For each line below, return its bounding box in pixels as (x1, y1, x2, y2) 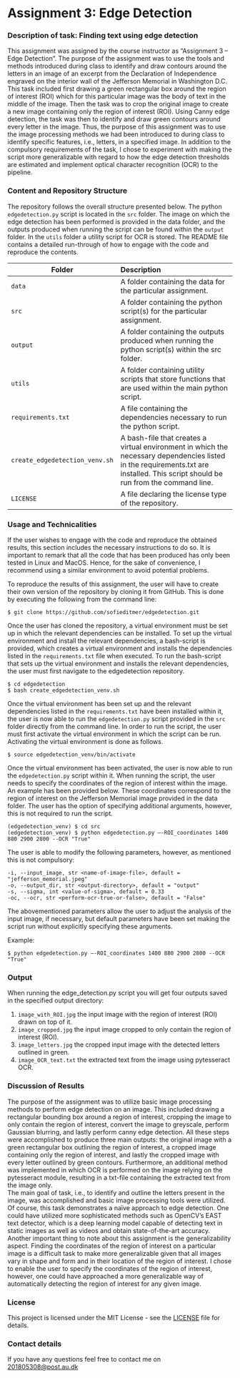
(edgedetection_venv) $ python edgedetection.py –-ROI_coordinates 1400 (7, 830, 229, 837)
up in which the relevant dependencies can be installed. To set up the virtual (7, 629, 232, 638)
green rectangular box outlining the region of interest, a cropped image (7, 1142, 216, 1151)
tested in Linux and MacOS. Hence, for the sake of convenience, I (7, 558, 201, 567)
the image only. (7, 1180, 53, 1190)
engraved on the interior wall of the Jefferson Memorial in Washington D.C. (7, 77, 228, 86)
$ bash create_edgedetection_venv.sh (7, 687, 120, 694)
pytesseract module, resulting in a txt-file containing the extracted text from (7, 1173, 231, 1182)
